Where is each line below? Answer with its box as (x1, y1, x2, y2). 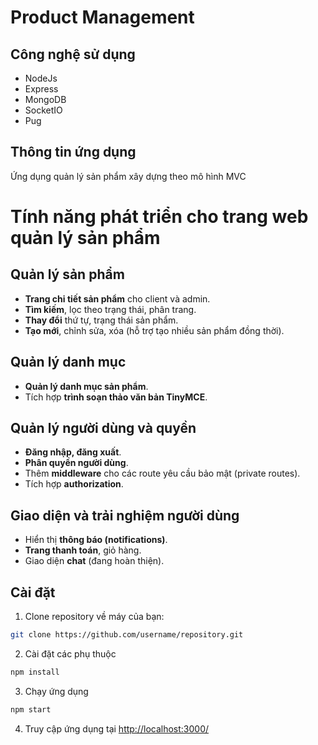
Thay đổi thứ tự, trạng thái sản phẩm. (24, 314, 179, 326)
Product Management (10, 6, 195, 29)
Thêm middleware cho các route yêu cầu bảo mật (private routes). (24, 467, 301, 480)
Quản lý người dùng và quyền (10, 420, 197, 437)
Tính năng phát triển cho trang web (10, 206, 309, 228)
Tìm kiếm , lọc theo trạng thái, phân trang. (24, 303, 197, 315)
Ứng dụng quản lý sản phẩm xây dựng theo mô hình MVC (10, 170, 247, 182)
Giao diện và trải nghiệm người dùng (10, 507, 240, 524)
